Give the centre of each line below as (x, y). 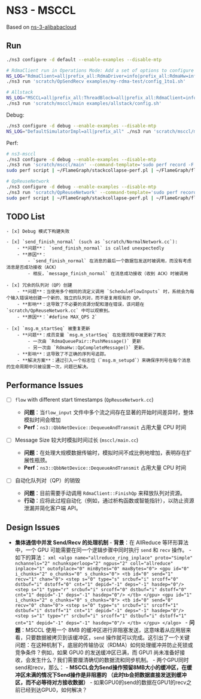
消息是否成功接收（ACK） (33, 268)
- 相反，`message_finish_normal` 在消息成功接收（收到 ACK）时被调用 (108, 274)
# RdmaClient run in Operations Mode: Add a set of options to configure (100, 70)
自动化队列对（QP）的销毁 (48, 481)
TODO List (25, 217)
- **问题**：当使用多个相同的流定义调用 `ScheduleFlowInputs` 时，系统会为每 (106, 292)
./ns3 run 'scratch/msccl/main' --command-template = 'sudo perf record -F (100, 165)
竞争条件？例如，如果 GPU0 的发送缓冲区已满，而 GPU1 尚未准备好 (97, 652)
